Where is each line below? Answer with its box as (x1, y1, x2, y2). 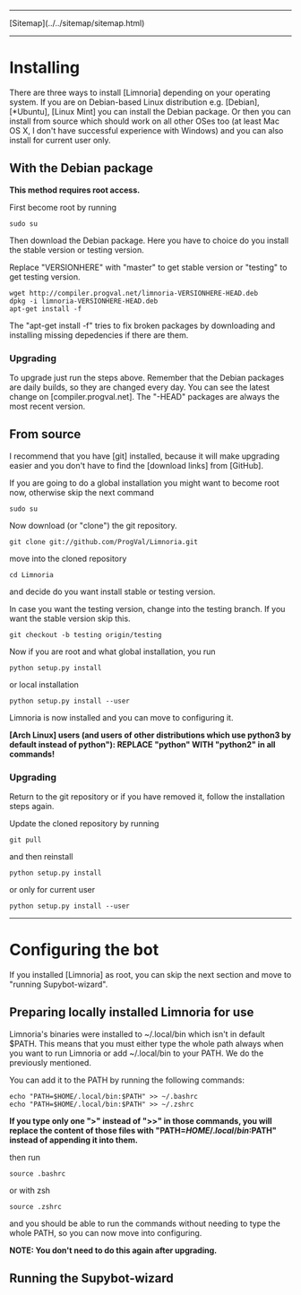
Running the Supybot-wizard (9, 1271, 175, 1286)
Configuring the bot (9, 940, 159, 960)
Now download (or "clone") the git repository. (9, 520, 177, 531)
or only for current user (9, 885, 96, 895)
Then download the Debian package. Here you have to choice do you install (9, 235, 289, 246)
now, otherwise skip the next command (9, 487, 155, 497)
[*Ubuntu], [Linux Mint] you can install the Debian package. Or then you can (9, 106, 291, 117)
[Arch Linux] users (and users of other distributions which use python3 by (9, 730, 292, 740)
